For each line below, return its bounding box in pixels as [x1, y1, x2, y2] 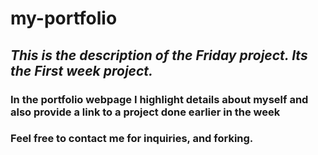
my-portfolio [10, 7, 118, 30]
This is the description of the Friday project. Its [10, 47, 308, 64]
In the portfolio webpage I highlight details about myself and [10, 92, 309, 106]
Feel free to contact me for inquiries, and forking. [10, 132, 254, 146]
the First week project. [10, 62, 154, 79]
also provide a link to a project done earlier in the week [10, 105, 281, 119]
